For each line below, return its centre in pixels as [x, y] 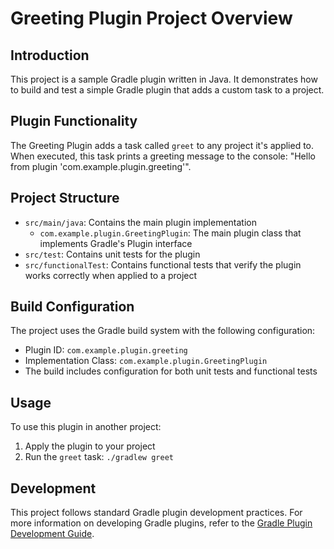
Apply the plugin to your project [90, 446]
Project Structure [65, 198]
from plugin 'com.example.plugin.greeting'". [101, 166]
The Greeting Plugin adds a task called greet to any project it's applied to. [162, 145]
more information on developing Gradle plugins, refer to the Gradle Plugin [161, 523]
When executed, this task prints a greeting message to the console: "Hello [163, 156]
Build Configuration [72, 307]
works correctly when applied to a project [111, 275]
